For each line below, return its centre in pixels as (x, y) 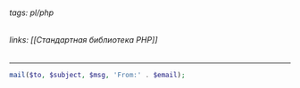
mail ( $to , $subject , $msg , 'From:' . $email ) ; (97, 75)
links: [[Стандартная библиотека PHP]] (83, 40)
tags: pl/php (32, 12)
